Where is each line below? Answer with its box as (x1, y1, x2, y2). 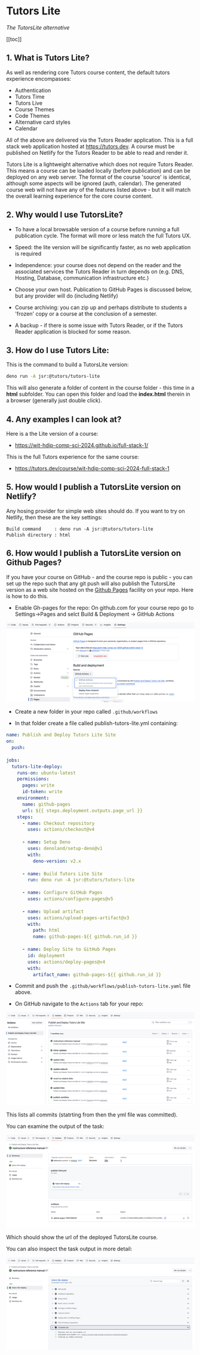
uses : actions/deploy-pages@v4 (27, 959, 106, 965)
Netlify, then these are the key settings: (6, 513, 103, 521)
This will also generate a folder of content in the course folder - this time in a (6, 384, 195, 391)
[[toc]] (6, 35, 22, 42)
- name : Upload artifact (21, 909, 84, 914)
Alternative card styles (14, 118, 70, 126)
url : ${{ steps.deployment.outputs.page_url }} (21, 808, 143, 813)
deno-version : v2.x (32, 858, 82, 864)
